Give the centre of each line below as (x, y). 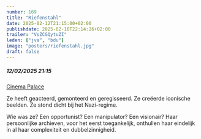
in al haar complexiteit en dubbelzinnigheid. (61, 129)
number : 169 (21, 12)
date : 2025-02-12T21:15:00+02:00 (49, 23)
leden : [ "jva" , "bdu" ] (35, 40)
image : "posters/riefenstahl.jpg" (51, 46)
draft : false (23, 52)
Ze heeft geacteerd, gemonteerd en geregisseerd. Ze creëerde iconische (99, 98)
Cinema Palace (25, 87)
